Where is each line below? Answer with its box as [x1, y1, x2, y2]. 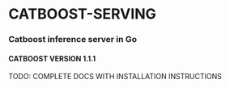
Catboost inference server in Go [8, 34, 138, 45]
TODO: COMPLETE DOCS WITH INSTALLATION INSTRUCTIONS [8, 72, 223, 82]
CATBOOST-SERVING [8, 5, 156, 23]
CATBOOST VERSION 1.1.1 [8, 53, 96, 63]
